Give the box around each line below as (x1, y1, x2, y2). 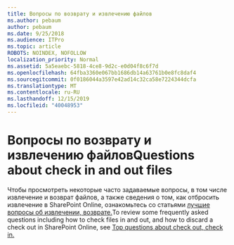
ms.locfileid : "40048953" (7, 102, 83, 109)
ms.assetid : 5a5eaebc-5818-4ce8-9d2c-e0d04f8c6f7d (7, 63, 159, 70)
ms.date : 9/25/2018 (7, 30, 65, 37)
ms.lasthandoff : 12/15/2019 (7, 96, 90, 103)
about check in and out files (7, 163, 173, 178)
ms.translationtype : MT (7, 82, 77, 89)
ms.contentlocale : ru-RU (7, 89, 80, 96)
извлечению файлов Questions (7, 147, 195, 163)
